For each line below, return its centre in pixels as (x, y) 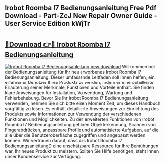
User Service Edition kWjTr (48, 24)
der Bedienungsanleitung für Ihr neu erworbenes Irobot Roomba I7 (73, 72)
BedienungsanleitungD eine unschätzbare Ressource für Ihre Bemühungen (82, 146)
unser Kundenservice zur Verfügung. (43, 156)
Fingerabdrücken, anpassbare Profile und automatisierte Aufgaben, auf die (82, 130)
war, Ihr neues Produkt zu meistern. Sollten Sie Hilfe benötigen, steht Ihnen (82, 151)
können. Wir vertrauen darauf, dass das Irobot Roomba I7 (64, 140)
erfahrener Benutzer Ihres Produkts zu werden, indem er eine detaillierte (79, 82)
